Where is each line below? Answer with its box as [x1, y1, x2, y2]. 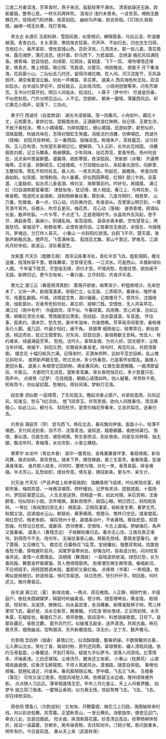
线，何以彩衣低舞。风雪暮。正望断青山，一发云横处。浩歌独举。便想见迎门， [5, 710, 161, 716]
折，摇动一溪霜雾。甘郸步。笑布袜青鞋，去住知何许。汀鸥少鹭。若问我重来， [5, 722, 161, 728]
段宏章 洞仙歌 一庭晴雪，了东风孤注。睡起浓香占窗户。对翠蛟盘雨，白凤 [10, 392, 156, 398]
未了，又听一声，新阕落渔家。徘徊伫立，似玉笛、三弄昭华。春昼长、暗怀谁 [5, 288, 157, 294]
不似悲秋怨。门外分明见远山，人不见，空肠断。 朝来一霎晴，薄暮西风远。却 [5, 96, 158, 101]
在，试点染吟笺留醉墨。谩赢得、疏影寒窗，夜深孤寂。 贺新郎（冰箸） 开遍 [5, 156, 155, 161]
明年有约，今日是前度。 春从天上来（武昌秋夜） [5, 729, 102, 734]
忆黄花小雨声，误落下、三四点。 [5, 102, 70, 108]
